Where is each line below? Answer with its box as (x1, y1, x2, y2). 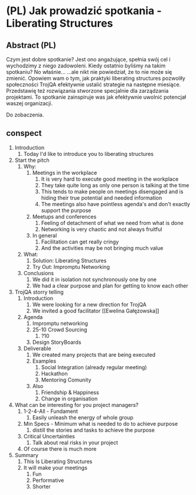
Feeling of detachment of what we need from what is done (41, 219, 184, 226)
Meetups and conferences (32, 213, 97, 220)
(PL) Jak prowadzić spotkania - (6, 4, 162, 18)
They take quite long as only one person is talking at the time (41, 181, 190, 188)
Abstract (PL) (6, 40, 57, 50)
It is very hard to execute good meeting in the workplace (41, 175, 179, 183)
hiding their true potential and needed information (41, 194, 162, 201)
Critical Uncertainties (23, 432, 75, 439)
